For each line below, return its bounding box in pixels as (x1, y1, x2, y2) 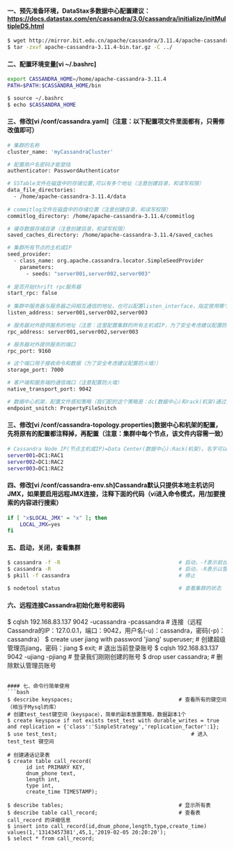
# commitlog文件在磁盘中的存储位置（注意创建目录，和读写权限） (7, 206, 172, 213)
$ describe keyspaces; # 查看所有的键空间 (7, 696, 227, 704)
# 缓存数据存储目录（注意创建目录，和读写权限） (7, 225, 127, 232)
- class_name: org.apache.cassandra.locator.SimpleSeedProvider (13, 257, 204, 265)
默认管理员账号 (13, 661, 56, 670)
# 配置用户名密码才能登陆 (7, 161, 71, 168)
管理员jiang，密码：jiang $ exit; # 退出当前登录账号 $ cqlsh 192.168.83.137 (7, 644, 219, 653)
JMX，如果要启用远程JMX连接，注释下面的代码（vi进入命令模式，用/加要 (7, 490, 219, 498)
